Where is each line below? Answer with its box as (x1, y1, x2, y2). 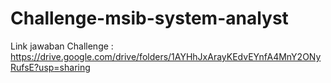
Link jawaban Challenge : (10, 40, 114, 52)
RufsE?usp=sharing (10, 61, 91, 73)
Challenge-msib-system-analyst (10, 7, 289, 30)
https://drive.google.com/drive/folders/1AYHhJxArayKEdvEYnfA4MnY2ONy (10, 50, 322, 62)
